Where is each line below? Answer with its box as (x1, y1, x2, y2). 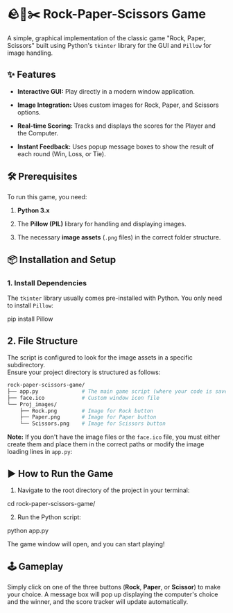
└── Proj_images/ (7, 401, 58, 408)
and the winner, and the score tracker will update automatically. (7, 597, 189, 605)
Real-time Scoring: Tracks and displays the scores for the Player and (17, 121, 216, 130)
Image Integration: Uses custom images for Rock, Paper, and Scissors (17, 101, 220, 109)
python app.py (7, 526, 49, 535)
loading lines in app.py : (7, 448, 73, 456)
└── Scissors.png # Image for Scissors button (19, 420, 166, 428)
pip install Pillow (7, 314, 53, 324)
